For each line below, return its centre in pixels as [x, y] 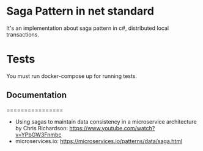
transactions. [23, 34]
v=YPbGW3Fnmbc [38, 135]
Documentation [37, 95]
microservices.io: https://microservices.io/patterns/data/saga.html [99, 141]
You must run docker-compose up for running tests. [72, 76]
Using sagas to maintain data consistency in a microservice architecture [106, 121]
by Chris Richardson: [42, 128]
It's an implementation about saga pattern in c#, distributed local [88, 28]
